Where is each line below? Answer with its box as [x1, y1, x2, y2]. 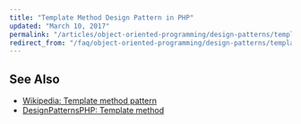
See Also [9, 71, 60, 86]
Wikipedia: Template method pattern [21, 95, 158, 106]
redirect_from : [9, 38, 66, 48]
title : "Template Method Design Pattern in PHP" [9, 13, 194, 22]
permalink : [9, 30, 50, 39]
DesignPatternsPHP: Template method [21, 105, 165, 116]
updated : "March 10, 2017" [9, 22, 110, 31]
